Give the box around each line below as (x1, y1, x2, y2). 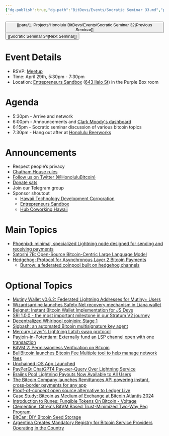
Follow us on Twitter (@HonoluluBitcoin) (12, 174, 96, 180)
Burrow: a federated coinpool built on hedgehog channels (20, 262, 140, 268)
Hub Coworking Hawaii (20, 206, 68, 212)
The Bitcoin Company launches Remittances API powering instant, (12, 377, 150, 383)
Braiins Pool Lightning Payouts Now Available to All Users (12, 371, 132, 378)
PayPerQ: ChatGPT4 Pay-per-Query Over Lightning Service (12, 366, 136, 372)
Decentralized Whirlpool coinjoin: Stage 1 (12, 318, 98, 324)
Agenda (5, 96, 39, 108)
